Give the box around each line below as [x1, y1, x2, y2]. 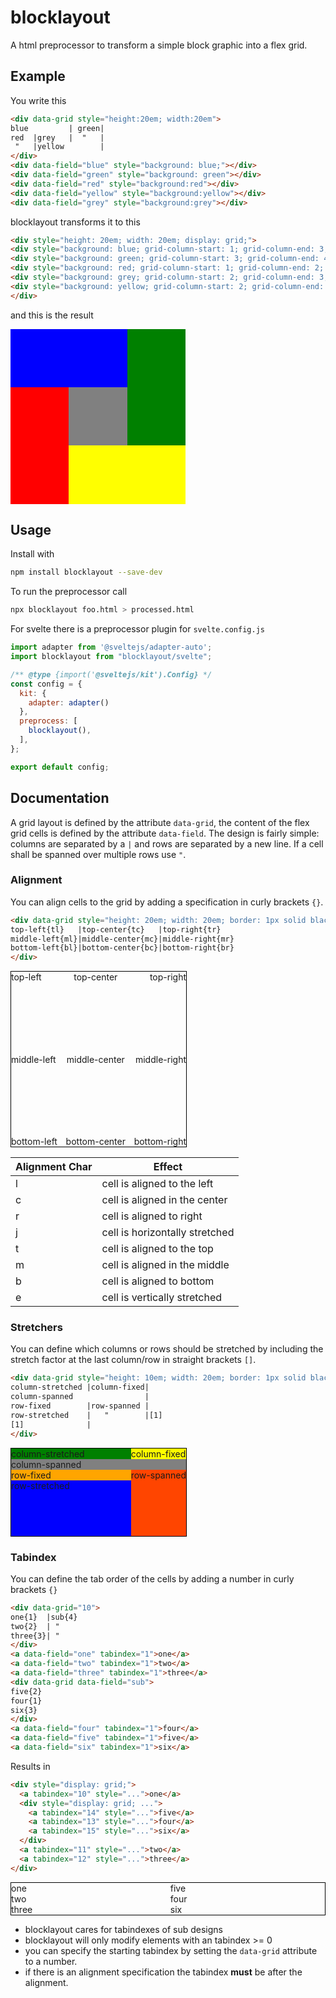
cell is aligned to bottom [101, 1274, 215, 1288]
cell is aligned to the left [101, 1177, 214, 1191]
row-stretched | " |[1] [10, 1410, 163, 1420]
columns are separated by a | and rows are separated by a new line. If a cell [10, 837, 324, 850]
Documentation [10, 790, 110, 807]
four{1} [10, 1696, 43, 1706]
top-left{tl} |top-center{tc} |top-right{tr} [10, 924, 222, 935]
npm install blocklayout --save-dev [10, 567, 163, 578]
